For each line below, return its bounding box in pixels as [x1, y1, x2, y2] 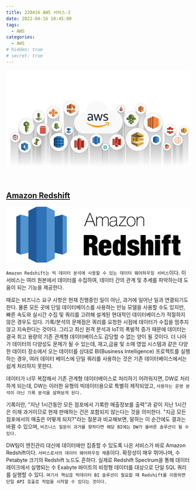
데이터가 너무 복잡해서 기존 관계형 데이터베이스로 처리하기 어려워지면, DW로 [6, 375, 179, 382]
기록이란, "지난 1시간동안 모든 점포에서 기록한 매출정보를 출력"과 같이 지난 [6, 401, 174, 408]
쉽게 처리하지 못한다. [6, 362, 53, 370]
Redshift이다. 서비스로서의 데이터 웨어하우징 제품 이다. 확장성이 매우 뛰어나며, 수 [6, 449, 180, 456]
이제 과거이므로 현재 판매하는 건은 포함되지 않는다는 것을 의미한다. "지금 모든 [12, 408, 186, 415]
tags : [6, 22, 19, 28]
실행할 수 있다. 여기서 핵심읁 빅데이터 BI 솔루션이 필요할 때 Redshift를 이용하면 [12, 471, 186, 478]
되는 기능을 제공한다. [16, 284, 64, 291]
